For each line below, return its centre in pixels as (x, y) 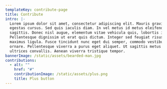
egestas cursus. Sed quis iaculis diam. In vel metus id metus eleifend (86, 28)
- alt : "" (20, 65)
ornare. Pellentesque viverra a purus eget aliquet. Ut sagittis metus (85, 46)
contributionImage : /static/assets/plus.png (61, 74)
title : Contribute (24, 14)
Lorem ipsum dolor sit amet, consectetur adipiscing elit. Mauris (80, 23)
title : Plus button (34, 79)
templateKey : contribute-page (37, 10)
